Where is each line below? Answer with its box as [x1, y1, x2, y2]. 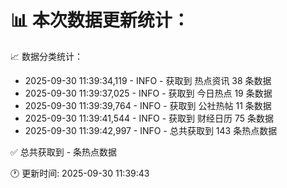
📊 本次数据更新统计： [10, 9, 190, 32]
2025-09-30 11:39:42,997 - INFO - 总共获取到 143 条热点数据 [24, 124, 278, 136]
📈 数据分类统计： [10, 50, 83, 62]
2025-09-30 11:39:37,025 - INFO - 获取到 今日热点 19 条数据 [24, 87, 273, 99]
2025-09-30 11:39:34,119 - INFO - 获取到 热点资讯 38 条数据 [24, 74, 272, 86]
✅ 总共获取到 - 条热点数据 [10, 146, 118, 158]
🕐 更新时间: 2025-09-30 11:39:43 [10, 167, 150, 179]
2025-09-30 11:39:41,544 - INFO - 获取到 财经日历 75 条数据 [24, 112, 274, 124]
